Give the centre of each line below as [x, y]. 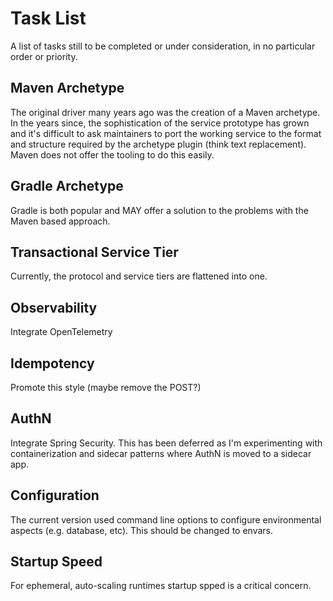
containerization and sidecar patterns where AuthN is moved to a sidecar [161, 453]
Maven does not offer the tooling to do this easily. [112, 154]
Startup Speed [56, 562]
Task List [48, 18]
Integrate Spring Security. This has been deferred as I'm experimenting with [166, 443]
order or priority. [44, 56]
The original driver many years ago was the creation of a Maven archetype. [165, 112]
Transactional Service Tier [94, 252]
